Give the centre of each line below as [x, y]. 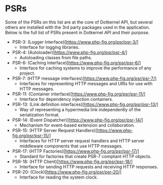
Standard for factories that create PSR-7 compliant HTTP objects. [85, 156]
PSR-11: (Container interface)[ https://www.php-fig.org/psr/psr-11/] [79, 94]
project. [27, 73]
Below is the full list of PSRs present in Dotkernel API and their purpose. [77, 32]
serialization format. [40, 115]
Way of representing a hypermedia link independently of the [80, 109]
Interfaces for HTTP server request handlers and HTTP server [82, 140]
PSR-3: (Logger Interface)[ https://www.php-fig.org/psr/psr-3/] [75, 42]
